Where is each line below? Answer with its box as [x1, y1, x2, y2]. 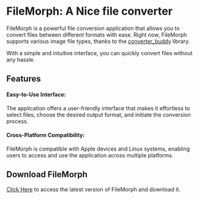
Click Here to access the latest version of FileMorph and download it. [6, 186, 181, 193]
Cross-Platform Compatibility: [6, 132, 85, 139]
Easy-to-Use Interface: [6, 91, 66, 98]
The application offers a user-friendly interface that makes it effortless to [6, 104, 190, 111]
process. [6, 118, 29, 125]
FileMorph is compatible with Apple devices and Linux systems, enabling [6, 145, 190, 152]
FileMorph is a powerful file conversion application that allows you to [6, 24, 180, 32]
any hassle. [6, 56, 36, 63]
